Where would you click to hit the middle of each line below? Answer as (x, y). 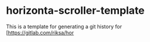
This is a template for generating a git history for (64, 26)
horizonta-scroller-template (75, 11)
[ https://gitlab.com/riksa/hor (40, 32)
